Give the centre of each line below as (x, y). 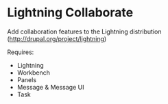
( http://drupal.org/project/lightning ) (57, 38)
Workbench (33, 73)
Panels (26, 79)
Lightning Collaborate (70, 13)
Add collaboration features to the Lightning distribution (84, 31)
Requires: (21, 52)
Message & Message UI (50, 87)
